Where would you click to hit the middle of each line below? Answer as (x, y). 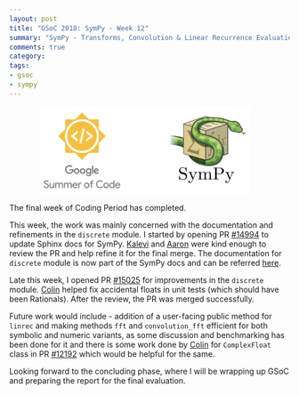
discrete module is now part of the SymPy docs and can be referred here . (145, 262)
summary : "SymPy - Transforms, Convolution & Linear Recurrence (131, 37)
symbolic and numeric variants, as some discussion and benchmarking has (147, 335)
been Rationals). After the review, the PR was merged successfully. (132, 299)
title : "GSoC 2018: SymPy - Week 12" (79, 28)
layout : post (33, 19)
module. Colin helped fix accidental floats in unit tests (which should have (144, 289)
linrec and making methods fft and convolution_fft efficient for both (139, 326)
